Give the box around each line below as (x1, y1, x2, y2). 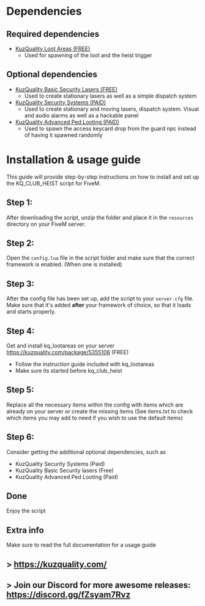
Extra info (6, 525, 44, 535)
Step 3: (6, 278, 35, 289)
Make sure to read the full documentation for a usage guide (6, 542, 156, 549)
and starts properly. (6, 308, 56, 316)
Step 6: (6, 432, 35, 443)
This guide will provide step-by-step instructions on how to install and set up (6, 173, 199, 181)
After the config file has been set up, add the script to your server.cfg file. (6, 295, 194, 302)
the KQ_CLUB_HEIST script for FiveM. (6, 179, 101, 187)
